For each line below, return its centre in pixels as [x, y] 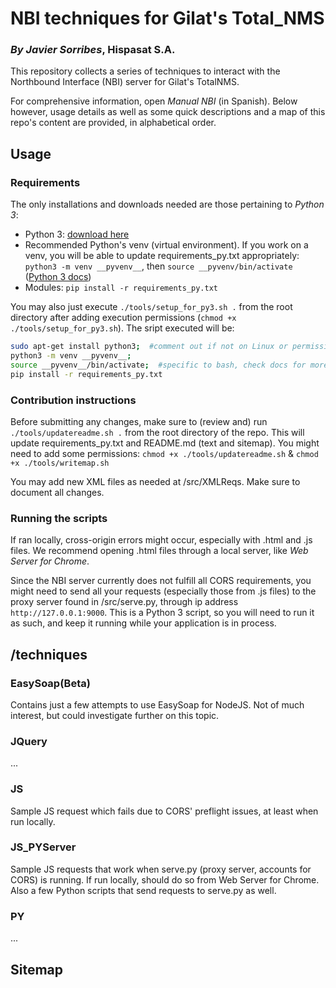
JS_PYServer [43, 847]
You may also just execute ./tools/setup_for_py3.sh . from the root [151, 307]
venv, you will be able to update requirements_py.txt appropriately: [162, 256]
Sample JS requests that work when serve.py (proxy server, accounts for [161, 869]
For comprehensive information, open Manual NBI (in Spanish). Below [154, 101]
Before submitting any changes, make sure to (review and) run [139, 421]
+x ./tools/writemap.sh [60, 463]
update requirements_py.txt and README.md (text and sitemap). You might [165, 443]
